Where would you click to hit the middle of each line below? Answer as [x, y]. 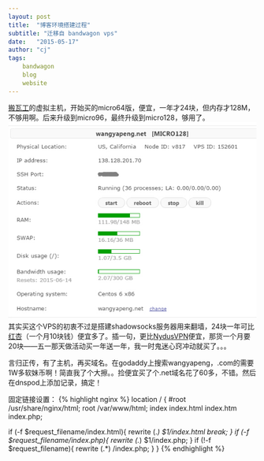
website [35, 83]
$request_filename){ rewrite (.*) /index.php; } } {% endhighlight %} [117, 448]
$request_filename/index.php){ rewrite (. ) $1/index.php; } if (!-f [110, 441]
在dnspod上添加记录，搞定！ [55, 383]
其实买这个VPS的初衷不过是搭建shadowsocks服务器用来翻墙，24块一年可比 [131, 326]
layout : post [30, 17]
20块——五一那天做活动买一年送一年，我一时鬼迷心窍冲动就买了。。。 [119, 346]
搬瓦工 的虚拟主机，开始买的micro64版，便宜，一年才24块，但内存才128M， [131, 107]
